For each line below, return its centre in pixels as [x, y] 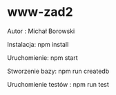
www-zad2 [40, 12]
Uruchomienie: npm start [42, 57]
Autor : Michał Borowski [41, 31]
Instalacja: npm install [38, 44]
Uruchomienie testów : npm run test [58, 84]
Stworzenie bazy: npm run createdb [58, 71]
